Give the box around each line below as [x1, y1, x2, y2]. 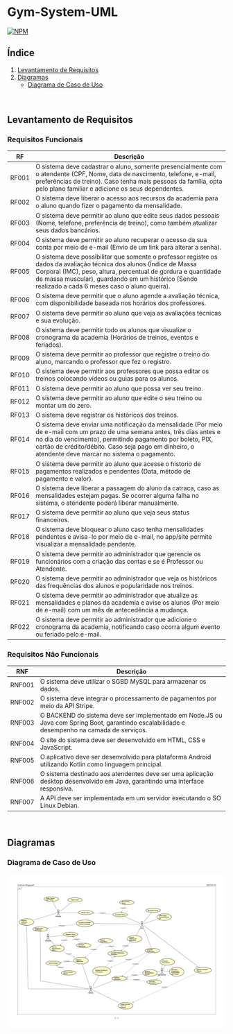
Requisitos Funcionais [7, 135, 83, 144]
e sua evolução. [35, 316, 81, 325]
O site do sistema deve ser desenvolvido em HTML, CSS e [40, 736, 206, 744]
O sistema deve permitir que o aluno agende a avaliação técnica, [35, 292, 220, 300]
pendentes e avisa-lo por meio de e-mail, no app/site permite [35, 533, 213, 541]
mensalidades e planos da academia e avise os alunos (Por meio [35, 598, 220, 607]
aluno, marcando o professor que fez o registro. [35, 358, 172, 366]
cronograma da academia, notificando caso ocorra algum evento [35, 623, 221, 631]
